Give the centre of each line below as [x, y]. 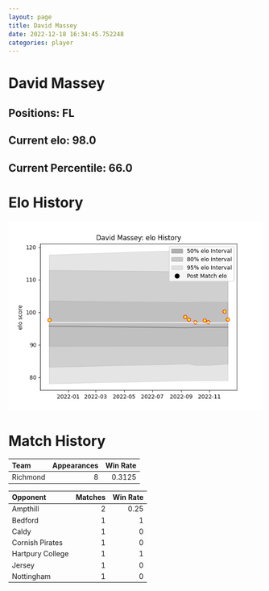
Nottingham [31, 576]
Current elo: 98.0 [52, 141]
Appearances [75, 465]
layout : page [30, 17]
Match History [57, 441]
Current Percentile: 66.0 [70, 168]
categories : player [41, 43]
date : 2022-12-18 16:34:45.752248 [66, 34]
